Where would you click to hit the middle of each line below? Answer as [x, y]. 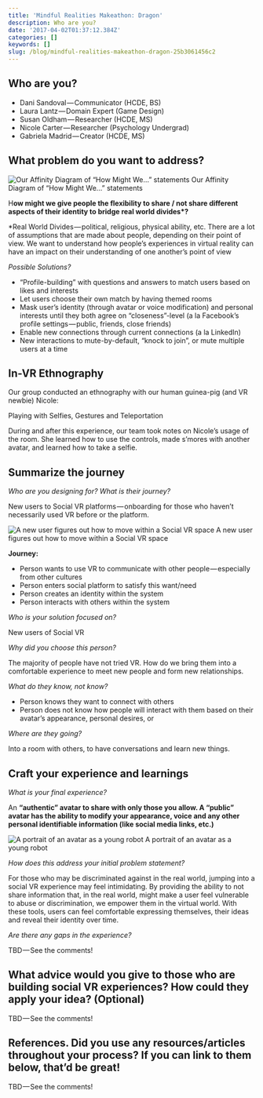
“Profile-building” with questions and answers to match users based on [135, 282]
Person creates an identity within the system [91, 594]
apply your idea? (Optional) [77, 1000]
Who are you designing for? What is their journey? [89, 491]
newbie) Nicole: [33, 400]
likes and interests [49, 290]
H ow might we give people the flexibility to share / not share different [123, 203]
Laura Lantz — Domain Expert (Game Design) [92, 111]
